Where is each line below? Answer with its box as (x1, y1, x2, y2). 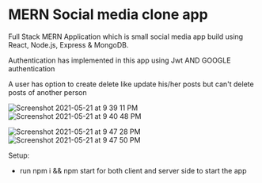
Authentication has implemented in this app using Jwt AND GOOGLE (8, 55, 231, 65)
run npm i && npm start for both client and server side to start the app (19, 166, 247, 175)
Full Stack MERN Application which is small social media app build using (8, 32, 244, 41)
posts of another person (8, 87, 87, 97)
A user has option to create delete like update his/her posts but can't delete (8, 79, 255, 89)
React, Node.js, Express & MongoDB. (8, 40, 129, 49)
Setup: (8, 151, 30, 160)
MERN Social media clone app (8, 6, 208, 24)
